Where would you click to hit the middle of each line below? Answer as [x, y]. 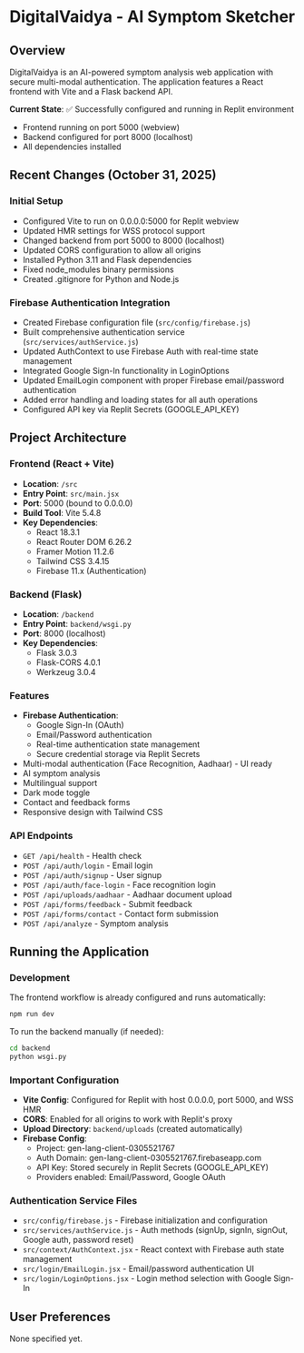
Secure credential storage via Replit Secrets [118, 754]
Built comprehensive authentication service [103, 332]
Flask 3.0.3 [56, 652]
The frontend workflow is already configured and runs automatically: [137, 997]
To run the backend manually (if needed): [87, 1032]
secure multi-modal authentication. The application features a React [137, 82]
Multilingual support [60, 783]
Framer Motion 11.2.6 [75, 551]
